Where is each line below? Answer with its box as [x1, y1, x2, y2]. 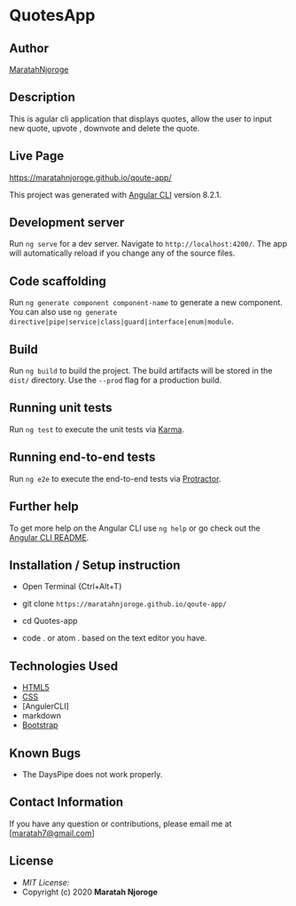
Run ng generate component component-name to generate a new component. [9, 297, 284, 308]
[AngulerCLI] [21, 701, 69, 712]
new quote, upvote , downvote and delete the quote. [9, 122, 200, 133]
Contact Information [9, 795, 124, 810]
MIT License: [21, 877, 70, 887]
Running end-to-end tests [9, 450, 156, 465]
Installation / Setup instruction [9, 557, 181, 572]
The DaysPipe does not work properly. [21, 768, 163, 779]
